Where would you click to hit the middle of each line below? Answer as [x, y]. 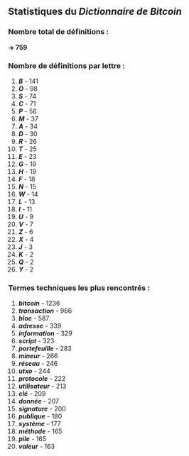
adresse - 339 [40, 326]
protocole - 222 [42, 379]
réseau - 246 [38, 364]
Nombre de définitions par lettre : [66, 65]
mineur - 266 [38, 356]
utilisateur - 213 [42, 387]
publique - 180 [40, 416]
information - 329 [45, 333]
